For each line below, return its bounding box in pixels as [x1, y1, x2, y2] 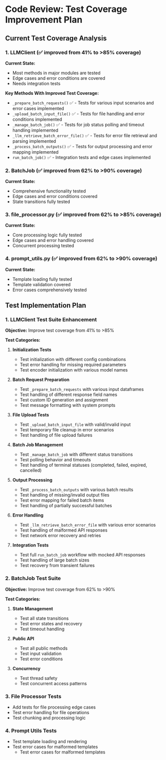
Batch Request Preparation [12, 377, 70, 382]
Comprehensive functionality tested [12, 188, 86, 194]
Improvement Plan [5, 14, 83, 25]
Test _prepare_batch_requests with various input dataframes [19, 386, 144, 392]
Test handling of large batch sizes [19, 557, 90, 563]
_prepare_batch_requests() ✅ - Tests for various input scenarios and [12, 100, 154, 106]
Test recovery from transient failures [19, 563, 95, 569]
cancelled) [19, 467, 42, 473]
